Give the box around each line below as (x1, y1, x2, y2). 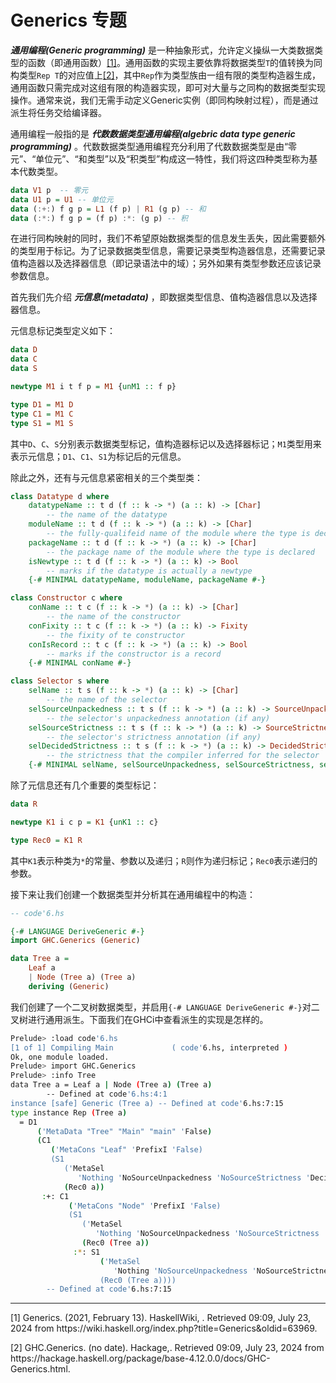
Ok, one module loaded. (10, 1052, 110, 1062)
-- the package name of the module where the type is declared (46, 547, 315, 557)
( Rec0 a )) (63, 1182, 105, 1192)
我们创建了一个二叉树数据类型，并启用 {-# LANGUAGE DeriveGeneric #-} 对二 (10, 1001, 320, 1013)
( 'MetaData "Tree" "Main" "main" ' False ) (36, 1126, 213, 1136)
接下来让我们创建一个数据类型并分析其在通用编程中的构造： (10, 888, 256, 900)
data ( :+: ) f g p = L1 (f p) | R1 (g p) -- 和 (10, 204, 207, 214)
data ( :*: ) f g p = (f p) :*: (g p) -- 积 (10, 213, 189, 223)
